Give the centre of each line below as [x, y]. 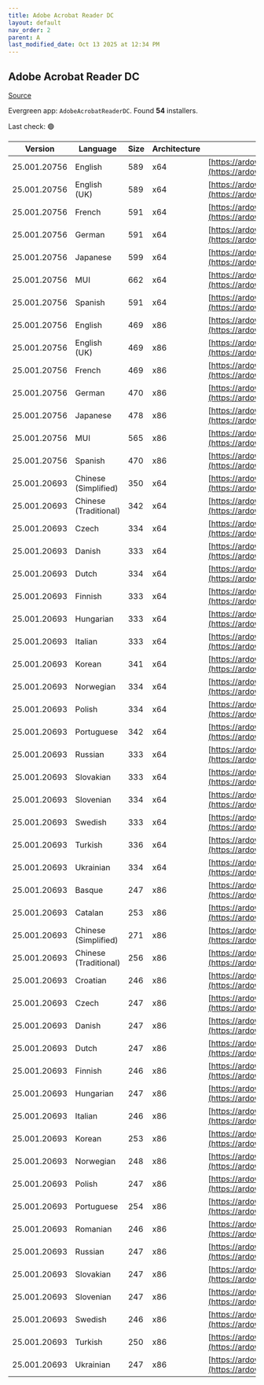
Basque [89, 890]
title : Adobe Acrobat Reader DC [61, 15]
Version [40, 149]
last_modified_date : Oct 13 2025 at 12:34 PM [84, 45]
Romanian [93, 1229]
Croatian [91, 980]
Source [20, 95]
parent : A [24, 37]
